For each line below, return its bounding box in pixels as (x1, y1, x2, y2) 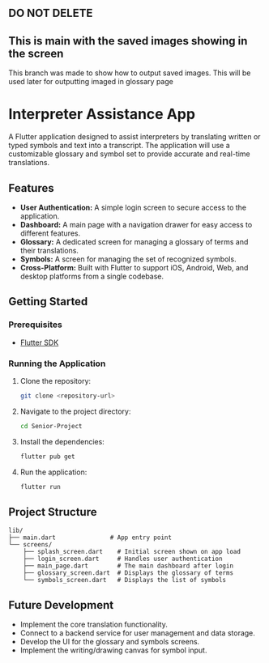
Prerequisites (8, 319, 62, 330)
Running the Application (8, 358, 106, 369)
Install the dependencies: (19, 436, 105, 446)
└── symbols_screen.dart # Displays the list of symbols (23, 576, 227, 584)
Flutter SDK (19, 338, 59, 347)
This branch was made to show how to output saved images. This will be (8, 68, 251, 78)
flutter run (19, 482, 61, 491)
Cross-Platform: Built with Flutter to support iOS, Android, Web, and (19, 262, 249, 272)
